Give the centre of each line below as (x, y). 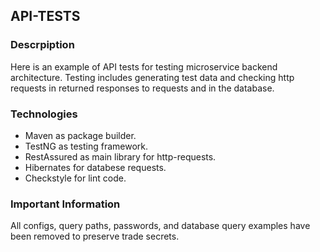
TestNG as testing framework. (86, 146)
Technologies (44, 114)
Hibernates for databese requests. (95, 167)
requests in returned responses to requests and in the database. (142, 88)
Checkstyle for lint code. (75, 178)
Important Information (65, 204)
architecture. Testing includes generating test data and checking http (152, 77)
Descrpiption (42, 45)
